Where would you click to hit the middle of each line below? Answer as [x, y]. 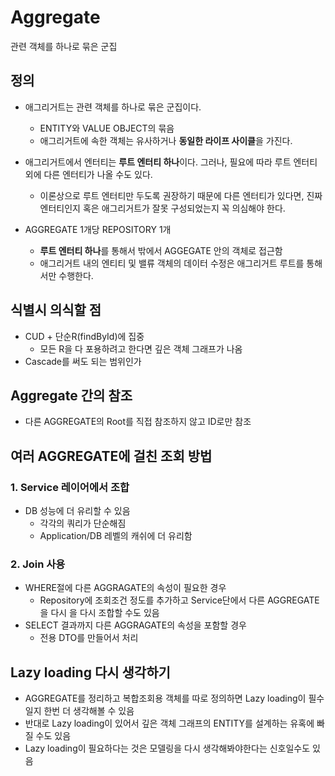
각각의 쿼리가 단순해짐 [83, 523]
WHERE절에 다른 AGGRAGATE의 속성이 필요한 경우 [125, 588]
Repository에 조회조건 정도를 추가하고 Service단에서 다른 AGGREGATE [179, 600]
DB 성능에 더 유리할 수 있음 [77, 511]
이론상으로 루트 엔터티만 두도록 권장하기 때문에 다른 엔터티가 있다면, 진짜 [181, 195]
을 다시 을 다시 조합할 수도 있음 [99, 613]
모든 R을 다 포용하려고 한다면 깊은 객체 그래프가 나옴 [141, 348]
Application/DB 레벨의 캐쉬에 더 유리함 [116, 536]
